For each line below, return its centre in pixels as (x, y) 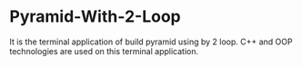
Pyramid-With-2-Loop (95, 17)
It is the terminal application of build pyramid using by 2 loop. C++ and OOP (151, 42)
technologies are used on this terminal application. (104, 51)
